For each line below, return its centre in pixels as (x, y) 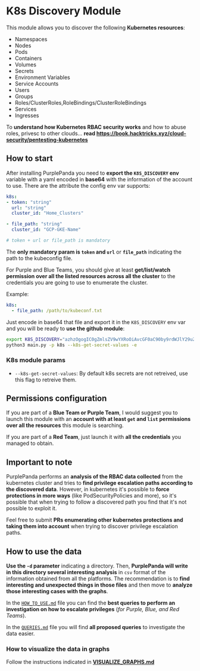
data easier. (21, 634)
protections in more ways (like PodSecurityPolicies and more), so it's (91, 496)
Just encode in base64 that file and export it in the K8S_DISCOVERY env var (96, 322)
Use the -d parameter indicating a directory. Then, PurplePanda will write (97, 566)
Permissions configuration (57, 399)
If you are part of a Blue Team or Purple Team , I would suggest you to (92, 413)
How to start (29, 159)
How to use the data (44, 551)
